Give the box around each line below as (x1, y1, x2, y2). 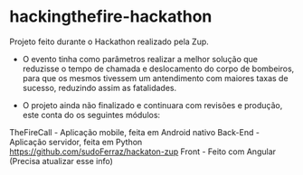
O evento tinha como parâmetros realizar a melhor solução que (22, 53, 258, 64)
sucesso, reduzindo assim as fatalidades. (22, 82, 177, 93)
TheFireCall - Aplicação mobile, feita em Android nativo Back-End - (9, 126, 260, 137)
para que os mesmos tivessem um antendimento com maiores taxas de (22, 72, 289, 83)
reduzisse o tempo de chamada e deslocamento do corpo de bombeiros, (22, 63, 295, 74)
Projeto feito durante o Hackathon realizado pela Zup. (9, 36, 210, 47)
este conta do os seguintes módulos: (22, 109, 161, 120)
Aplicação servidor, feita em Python (9, 136, 143, 147)
